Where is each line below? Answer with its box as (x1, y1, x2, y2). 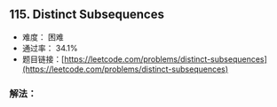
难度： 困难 (21, 31, 64, 42)
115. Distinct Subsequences (9, 7, 164, 22)
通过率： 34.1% (21, 42, 78, 53)
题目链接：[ (21, 53, 65, 65)
